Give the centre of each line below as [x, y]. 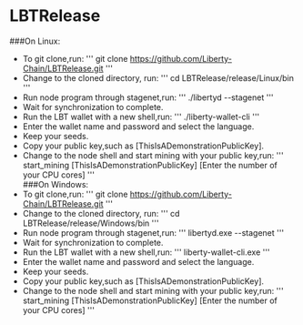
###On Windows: [56, 184]
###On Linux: [35, 41]
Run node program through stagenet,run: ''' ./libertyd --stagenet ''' [148, 97]
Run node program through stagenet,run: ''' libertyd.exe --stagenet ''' [153, 232]
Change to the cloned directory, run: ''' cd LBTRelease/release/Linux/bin [158, 77]
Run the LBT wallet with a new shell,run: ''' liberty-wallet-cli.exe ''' [146, 252]
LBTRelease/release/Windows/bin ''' [91, 223]
